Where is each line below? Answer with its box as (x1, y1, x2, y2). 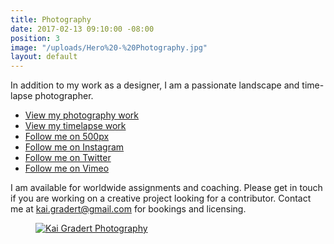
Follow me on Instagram (24, 141, 125, 153)
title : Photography (10, 14, 92, 25)
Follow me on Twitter (24, 152, 112, 164)
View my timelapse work (24, 120, 127, 132)
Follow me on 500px (24, 131, 110, 143)
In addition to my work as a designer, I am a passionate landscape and (10, 79, 300, 91)
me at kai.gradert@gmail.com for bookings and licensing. (10, 203, 247, 215)
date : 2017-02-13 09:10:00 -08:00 (10, 24, 155, 34)
